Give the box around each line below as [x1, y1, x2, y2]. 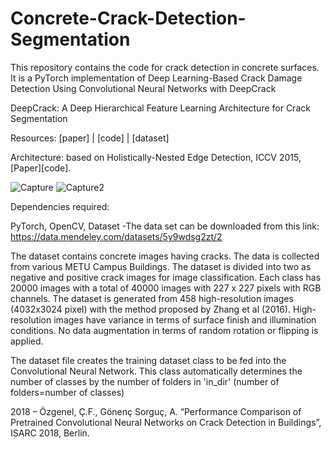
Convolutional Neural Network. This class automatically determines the [10, 365, 303, 377]
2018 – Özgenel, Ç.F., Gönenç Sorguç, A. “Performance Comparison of [10, 405, 302, 417]
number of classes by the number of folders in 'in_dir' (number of [10, 375, 280, 387]
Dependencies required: [10, 200, 110, 212]
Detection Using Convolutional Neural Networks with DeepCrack [10, 82, 277, 94]
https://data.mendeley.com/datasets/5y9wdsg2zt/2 [10, 230, 223, 242]
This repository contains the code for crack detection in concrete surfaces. [10, 61, 320, 73]
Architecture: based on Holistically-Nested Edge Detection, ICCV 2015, [10, 151, 302, 163]
